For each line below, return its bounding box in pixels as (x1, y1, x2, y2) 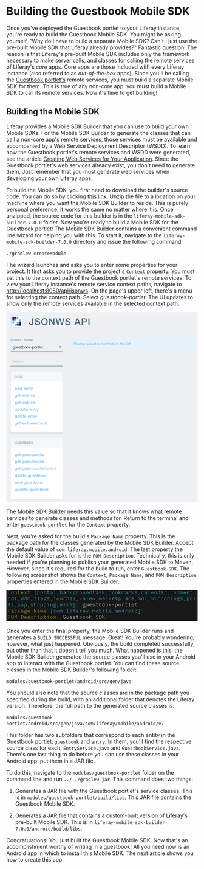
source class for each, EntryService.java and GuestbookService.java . (6, 744, 181, 752)
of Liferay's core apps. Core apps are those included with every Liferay (6, 63, 184, 71)
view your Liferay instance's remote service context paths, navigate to (6, 280, 182, 288)
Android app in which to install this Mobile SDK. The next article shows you (6, 850, 194, 857)
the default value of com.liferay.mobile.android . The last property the (6, 545, 183, 553)
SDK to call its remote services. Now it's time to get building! (6, 89, 158, 96)
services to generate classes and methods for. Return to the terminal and (6, 514, 189, 521)
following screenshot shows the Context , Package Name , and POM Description (6, 571, 197, 578)
